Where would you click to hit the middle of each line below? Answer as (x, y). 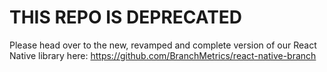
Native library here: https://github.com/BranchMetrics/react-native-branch (163, 55)
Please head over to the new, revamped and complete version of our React (163, 45)
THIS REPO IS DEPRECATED (126, 17)
